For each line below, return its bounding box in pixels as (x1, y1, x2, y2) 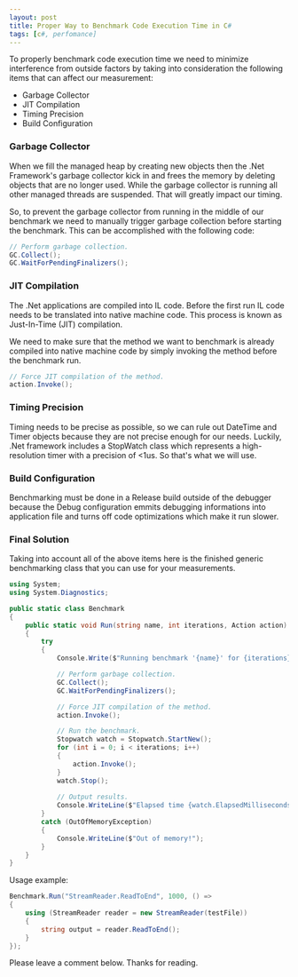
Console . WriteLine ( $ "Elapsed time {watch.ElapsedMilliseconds (56, 801, 292, 810)
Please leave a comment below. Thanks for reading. (9, 957, 199, 968)
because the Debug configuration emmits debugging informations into (9, 501, 266, 512)
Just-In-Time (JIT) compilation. (9, 319, 123, 330)
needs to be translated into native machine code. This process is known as (9, 309, 282, 320)
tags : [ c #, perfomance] (9, 29, 98, 38)
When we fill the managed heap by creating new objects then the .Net (9, 161, 264, 171)
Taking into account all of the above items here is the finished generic (9, 553, 264, 564)
